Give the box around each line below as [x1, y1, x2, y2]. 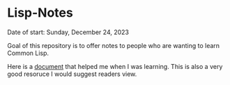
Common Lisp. [7, 49, 49, 57]
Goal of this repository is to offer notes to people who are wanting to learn [7, 41, 220, 49]
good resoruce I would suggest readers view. [7, 70, 137, 78]
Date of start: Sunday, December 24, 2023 [7, 28, 129, 36]
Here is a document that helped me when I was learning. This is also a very [7, 62, 223, 70]
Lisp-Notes [7, 5, 73, 21]
